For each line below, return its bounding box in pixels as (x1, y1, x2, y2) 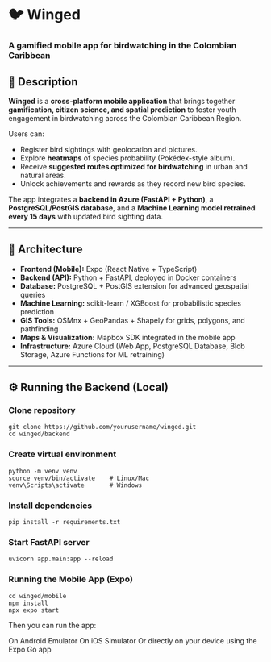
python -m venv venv (8, 467, 78, 475)
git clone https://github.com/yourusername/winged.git (8, 423, 197, 431)
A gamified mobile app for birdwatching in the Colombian (8, 40, 237, 52)
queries (19, 289, 46, 299)
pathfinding (19, 323, 59, 334)
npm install (8, 599, 48, 607)
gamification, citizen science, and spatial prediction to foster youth (8, 105, 236, 114)
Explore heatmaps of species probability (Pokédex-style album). (19, 153, 236, 163)
